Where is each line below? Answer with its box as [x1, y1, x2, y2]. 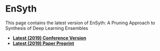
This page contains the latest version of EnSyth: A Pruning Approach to [5, 20, 155, 26]
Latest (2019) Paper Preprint [12, 40, 74, 46]
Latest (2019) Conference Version [12, 35, 86, 41]
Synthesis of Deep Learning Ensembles [5, 25, 88, 31]
